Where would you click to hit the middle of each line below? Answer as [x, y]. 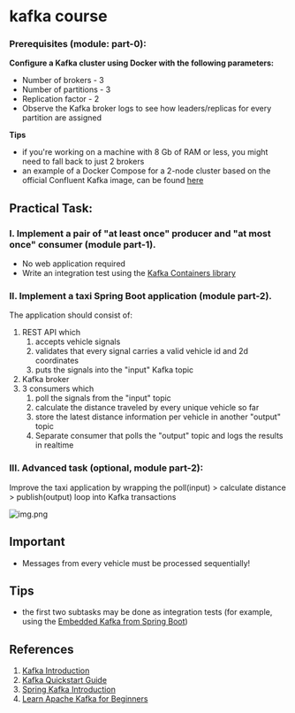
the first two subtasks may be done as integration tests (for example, [147, 612]
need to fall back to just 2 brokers [83, 162]
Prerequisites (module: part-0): [78, 44]
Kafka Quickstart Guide [64, 680]
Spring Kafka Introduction [69, 690]
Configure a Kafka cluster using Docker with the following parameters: [141, 63]
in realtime [54, 445]
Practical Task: [51, 208]
